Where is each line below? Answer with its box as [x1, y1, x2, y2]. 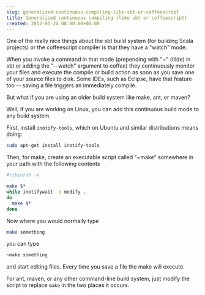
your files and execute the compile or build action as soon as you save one [6, 69, 195, 76]
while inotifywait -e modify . [6, 189, 86, 195]
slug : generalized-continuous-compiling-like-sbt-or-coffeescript [6, 9, 179, 15]
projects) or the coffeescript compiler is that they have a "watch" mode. [6, 44, 188, 51]
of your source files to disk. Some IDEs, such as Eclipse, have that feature [6, 75, 193, 83]
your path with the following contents [6, 160, 100, 168]
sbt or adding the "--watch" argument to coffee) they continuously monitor [6, 62, 195, 69]
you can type [6, 240, 40, 248]
